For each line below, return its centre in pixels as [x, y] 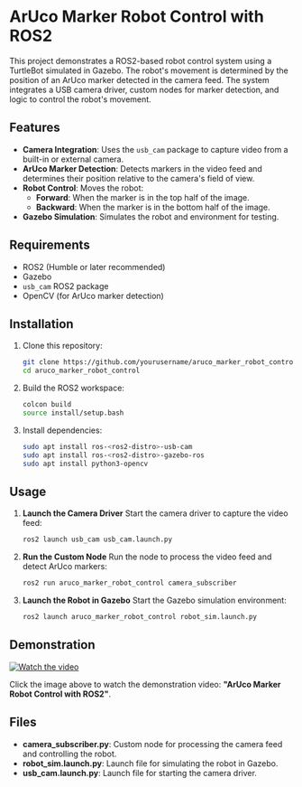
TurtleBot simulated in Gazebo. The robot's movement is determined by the [149, 70]
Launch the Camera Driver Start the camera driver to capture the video [155, 513]
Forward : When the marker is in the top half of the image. [142, 197]
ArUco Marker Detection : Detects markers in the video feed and [142, 168]
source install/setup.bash [73, 413]
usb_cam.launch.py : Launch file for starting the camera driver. [139, 773]
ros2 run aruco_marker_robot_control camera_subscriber [129, 583]
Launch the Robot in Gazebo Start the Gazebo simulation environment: [154, 600]
